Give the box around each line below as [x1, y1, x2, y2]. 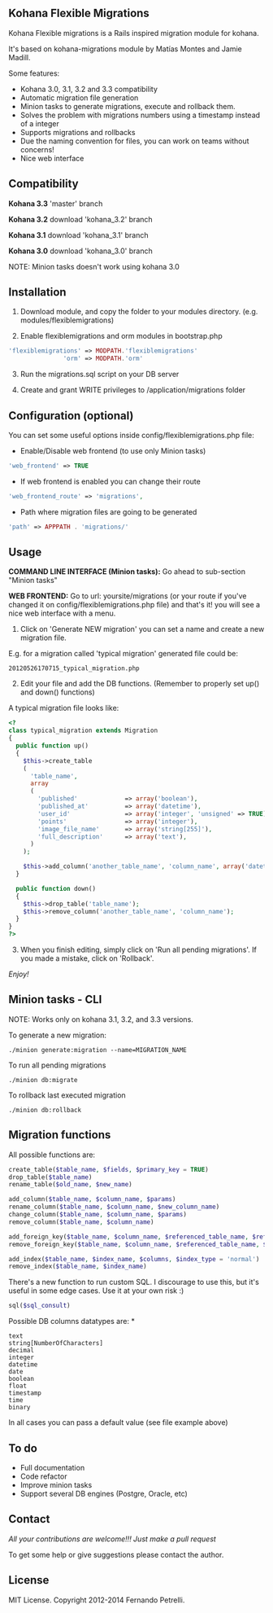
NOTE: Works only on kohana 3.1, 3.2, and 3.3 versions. [8, 1014, 193, 1024]
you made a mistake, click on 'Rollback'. [19, 953, 154, 963]
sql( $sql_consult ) [8, 1302, 71, 1310]
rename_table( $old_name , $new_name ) [8, 1181, 132, 1189]
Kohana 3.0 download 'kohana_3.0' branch [8, 246, 153, 256]
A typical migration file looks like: [8, 703, 119, 713]
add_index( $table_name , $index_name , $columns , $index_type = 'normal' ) [8, 1255, 260, 1263]
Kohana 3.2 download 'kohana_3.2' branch [8, 214, 153, 224]
